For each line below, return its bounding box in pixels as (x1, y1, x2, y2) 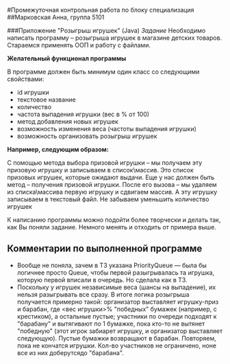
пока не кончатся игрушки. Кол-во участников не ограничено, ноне (16, 341, 217, 350)
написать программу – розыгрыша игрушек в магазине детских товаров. (7, 34, 222, 42)
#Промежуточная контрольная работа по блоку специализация (7, 6, 194, 14)
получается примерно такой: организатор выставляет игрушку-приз (16, 297, 219, 306)
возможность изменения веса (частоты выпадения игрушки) (16, 125, 197, 133)
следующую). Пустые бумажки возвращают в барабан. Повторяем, (16, 334, 217, 342)
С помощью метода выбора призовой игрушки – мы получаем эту (7, 159, 203, 167)
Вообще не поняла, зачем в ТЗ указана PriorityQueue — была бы (16, 261, 207, 269)
